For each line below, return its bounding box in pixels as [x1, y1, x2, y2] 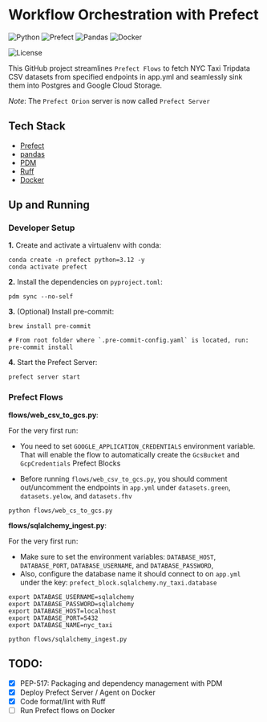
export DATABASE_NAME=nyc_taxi [8, 621, 113, 629]
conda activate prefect [8, 263, 88, 271]
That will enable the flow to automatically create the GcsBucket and [19, 449, 240, 459]
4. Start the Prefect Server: [8, 358, 98, 367]
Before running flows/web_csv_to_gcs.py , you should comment [19, 474, 228, 483]
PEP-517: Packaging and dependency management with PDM [19, 678, 223, 688]
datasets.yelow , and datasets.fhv [19, 490, 132, 500]
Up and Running [8, 199, 91, 212]
